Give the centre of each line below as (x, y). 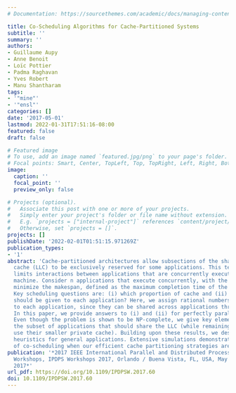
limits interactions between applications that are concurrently (111, 274)
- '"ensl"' (23, 105)
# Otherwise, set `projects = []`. (63, 228)
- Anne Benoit (28, 59)
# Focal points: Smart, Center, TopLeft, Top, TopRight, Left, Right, (113, 163)
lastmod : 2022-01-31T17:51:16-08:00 (61, 124)
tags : (15, 92)
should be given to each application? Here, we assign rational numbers (122, 300)
